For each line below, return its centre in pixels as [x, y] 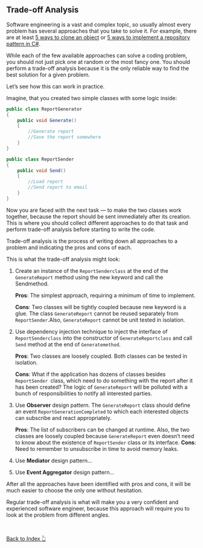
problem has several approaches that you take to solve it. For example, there [101, 31]
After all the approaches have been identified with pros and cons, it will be [99, 484]
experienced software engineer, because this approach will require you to [98, 508]
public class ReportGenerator [44, 109]
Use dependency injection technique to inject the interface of [91, 331]
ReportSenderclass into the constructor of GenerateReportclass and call [103, 338]
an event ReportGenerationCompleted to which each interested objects [102, 411]
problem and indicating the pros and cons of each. [69, 247]
